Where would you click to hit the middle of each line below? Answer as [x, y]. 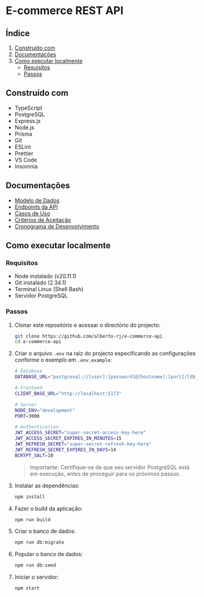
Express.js [27, 121]
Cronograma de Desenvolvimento [57, 226]
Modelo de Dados [37, 200]
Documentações [38, 186]
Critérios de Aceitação [43, 220]
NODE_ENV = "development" [45, 410]
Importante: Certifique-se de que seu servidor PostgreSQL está [110, 467]
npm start [27, 588]
